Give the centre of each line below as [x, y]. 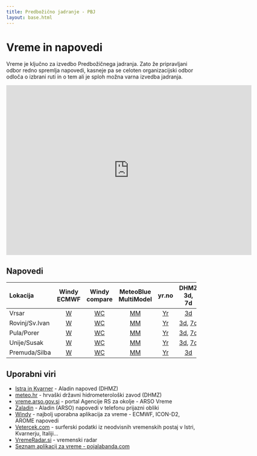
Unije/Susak [27, 343]
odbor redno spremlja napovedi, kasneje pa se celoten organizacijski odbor [100, 71]
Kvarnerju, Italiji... [36, 434]
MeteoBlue [135, 292]
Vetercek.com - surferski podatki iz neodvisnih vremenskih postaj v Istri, [105, 427]
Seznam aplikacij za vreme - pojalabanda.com [72, 446]
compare [100, 300]
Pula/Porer [24, 333]
